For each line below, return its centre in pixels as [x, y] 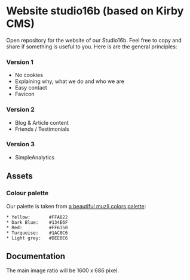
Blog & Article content [42, 122]
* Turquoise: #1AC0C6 [37, 233]
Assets [19, 176]
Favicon [24, 94]
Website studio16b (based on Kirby [95, 11]
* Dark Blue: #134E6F [37, 222]
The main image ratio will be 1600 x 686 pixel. [63, 270]
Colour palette [27, 193]
